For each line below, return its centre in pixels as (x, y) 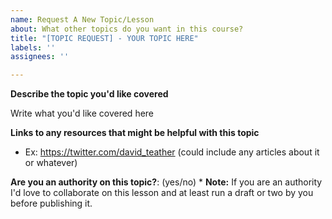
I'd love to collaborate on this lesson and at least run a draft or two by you (162, 193)
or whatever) (51, 163)
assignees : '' (40, 57)
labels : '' (33, 47)
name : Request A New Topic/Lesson (82, 19)
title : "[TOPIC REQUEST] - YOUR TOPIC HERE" (104, 38)
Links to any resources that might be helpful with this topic (135, 133)
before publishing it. (51, 203)
